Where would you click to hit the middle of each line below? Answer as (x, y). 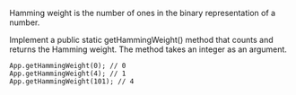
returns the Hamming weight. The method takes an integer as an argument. (148, 49)
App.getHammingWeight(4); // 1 (68, 73)
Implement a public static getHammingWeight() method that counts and (141, 40)
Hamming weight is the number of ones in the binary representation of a (143, 13)
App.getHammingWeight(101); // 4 (72, 82)
